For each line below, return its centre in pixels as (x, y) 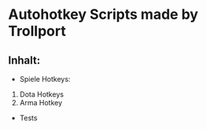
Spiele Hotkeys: (45, 79)
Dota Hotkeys (42, 94)
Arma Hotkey (41, 103)
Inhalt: (24, 60)
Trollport (37, 31)
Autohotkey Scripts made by (103, 15)
